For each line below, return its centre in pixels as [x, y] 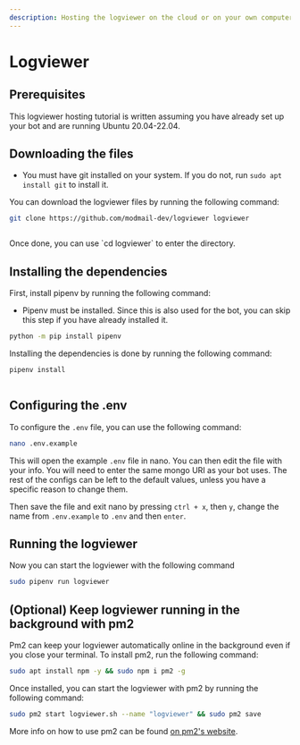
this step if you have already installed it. [95, 320]
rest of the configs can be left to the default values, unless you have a [137, 479]
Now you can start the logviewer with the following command [122, 565]
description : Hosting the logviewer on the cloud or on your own [133, 17]
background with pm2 [72, 624]
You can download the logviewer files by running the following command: [144, 202]
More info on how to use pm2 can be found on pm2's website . [124, 731]
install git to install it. [65, 185]
